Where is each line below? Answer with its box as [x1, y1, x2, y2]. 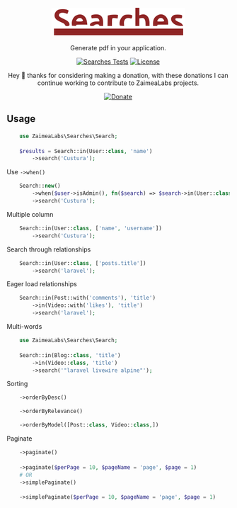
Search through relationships [6, 245, 91, 254]
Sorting [6, 380, 28, 388]
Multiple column [6, 210, 54, 218]
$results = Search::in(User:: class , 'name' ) [19, 147, 153, 154]
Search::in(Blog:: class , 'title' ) [19, 351, 121, 359]
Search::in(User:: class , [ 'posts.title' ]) [19, 259, 146, 266]
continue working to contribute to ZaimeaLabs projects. [37, 79, 200, 87]
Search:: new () [19, 182, 61, 190]
